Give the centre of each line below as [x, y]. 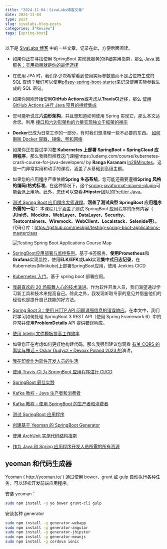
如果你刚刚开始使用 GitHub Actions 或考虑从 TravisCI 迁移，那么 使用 [82, 99]
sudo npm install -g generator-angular [47, 527]
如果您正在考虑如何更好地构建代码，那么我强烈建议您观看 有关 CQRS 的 [86, 344]
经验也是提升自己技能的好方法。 [45, 300]
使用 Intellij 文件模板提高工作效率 [46, 333]
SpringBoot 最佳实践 [33, 382]
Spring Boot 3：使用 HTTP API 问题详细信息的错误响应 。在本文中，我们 [86, 310]
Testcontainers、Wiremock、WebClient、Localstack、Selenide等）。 [85, 221]
